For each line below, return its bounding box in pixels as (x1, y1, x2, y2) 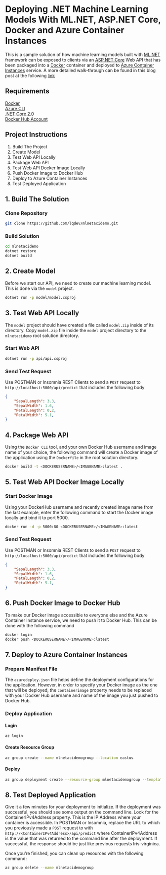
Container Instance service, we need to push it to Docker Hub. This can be (5, 617, 157, 623)
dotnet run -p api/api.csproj (5, 356, 68, 361)
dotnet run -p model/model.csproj (5, 295, 77, 300)
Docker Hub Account (5, 116, 48, 122)
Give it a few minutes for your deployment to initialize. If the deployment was (5, 804, 161, 810)
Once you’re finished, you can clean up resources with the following (5, 850, 144, 857)
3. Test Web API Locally (5, 309, 80, 317)
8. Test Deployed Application (5, 791, 96, 799)
